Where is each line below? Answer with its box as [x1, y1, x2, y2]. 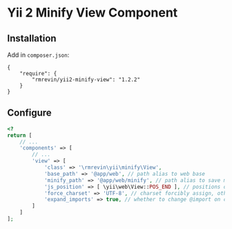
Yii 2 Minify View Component [7, 5, 178, 21]
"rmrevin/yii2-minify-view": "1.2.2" [32, 76, 140, 83]
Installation [7, 33, 57, 44]
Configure [7, 107, 52, 119]
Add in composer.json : [7, 51, 70, 59]
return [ [7, 131, 32, 139]
